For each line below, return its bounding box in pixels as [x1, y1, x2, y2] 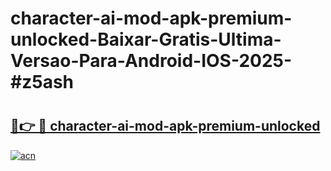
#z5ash [10, 71, 74, 94]
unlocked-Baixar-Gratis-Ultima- [10, 28, 282, 51]
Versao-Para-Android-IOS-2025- [10, 50, 293, 72]
